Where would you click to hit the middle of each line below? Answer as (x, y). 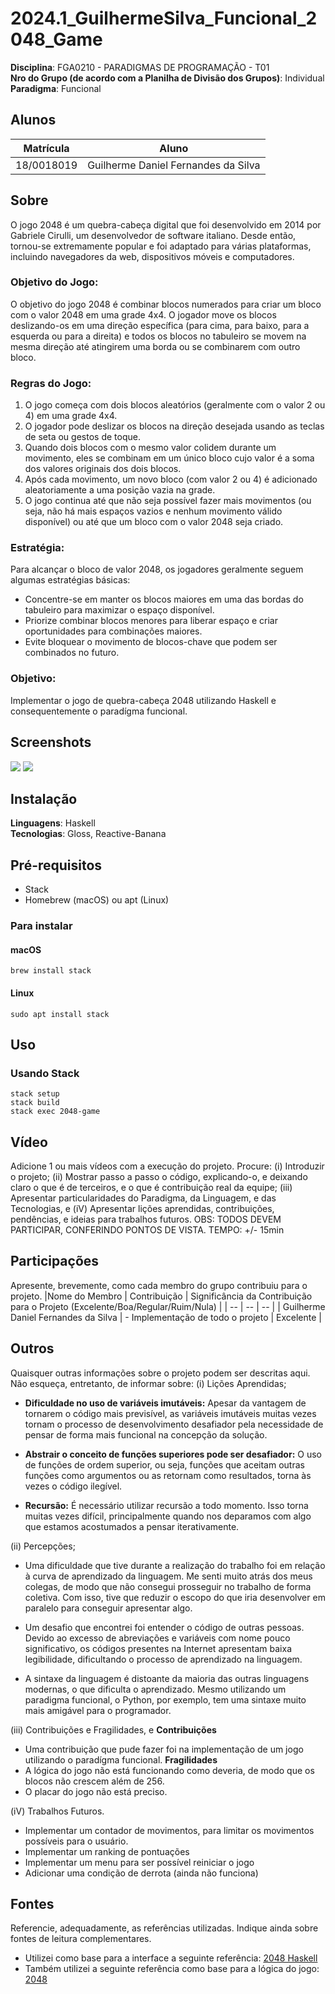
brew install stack (51, 971)
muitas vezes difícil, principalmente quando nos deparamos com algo (168, 1516)
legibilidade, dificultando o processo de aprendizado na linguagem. (163, 1659)
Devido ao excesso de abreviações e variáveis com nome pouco (157, 1638)
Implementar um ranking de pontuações (107, 1851)
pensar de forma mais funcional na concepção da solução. (146, 1434)
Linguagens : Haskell (53, 823)
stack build (35, 1103)
